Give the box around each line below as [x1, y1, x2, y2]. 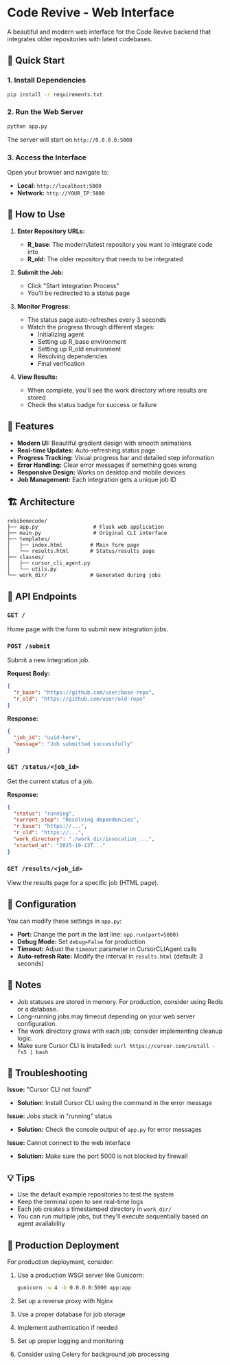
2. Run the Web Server [7, 107, 84, 117]
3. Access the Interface [7, 153, 87, 162]
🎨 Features [7, 421, 54, 433]
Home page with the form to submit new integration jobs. [7, 625, 168, 633]
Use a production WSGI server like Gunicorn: [16, 1271, 144, 1280]
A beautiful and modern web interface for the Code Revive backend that [7, 28, 211, 36]
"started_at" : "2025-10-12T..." [13, 842, 106, 849]
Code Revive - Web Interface [7, 5, 175, 21]
